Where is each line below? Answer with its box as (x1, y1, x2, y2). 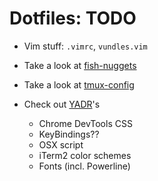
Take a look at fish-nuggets (23, 59, 137, 71)
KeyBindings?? (38, 128, 100, 140)
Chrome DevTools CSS (38, 117, 133, 129)
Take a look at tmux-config (23, 78, 135, 91)
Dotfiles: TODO (9, 7, 137, 30)
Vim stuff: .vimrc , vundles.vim (23, 40, 148, 52)
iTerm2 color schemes (38, 149, 132, 161)
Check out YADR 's (23, 98, 101, 110)
